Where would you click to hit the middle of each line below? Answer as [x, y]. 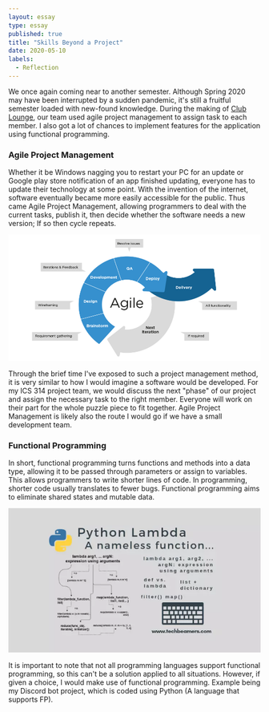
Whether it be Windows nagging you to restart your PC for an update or [126, 172]
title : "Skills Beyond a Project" [66, 42]
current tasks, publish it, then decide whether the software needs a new [127, 215]
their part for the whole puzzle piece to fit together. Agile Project [114, 408]
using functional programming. [59, 134]
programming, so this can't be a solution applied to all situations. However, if [134, 674]
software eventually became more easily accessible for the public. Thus [127, 198]
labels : [21, 59]
